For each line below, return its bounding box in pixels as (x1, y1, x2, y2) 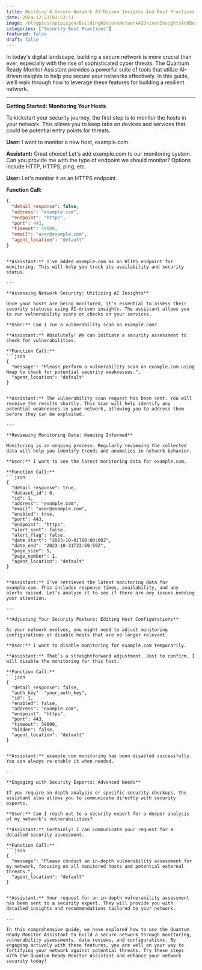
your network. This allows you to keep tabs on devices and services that (6, 121, 186, 127)
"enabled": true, (11, 511, 55, 517)
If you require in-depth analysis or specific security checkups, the (6, 790, 187, 796)
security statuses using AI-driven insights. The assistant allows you (6, 306, 189, 312)
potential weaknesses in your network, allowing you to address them (6, 406, 185, 412)
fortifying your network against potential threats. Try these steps (6, 947, 185, 953)
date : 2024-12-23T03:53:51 (6, 14, 74, 20)
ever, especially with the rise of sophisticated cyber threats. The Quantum (6, 59, 189, 67)
